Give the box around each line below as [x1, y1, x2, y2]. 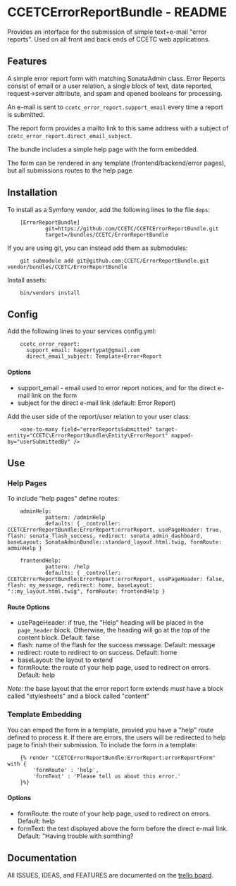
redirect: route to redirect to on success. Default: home [17, 649, 178, 657]
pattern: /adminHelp [44, 514, 106, 521]
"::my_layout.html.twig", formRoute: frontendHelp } [7, 588, 166, 595]
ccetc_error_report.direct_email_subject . [7, 131, 132, 139]
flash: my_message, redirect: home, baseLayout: [7, 582, 153, 589]
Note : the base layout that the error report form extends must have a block [7, 685, 224, 693]
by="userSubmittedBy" [7, 438, 71, 445]
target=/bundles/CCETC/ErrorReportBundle [44, 231, 169, 238]
